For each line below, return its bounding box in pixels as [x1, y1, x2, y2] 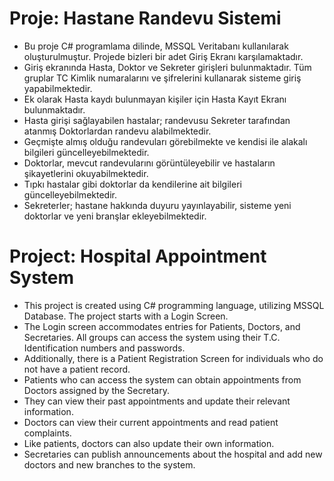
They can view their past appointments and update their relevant [23, 395, 291, 407]
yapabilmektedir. [23, 82, 93, 94]
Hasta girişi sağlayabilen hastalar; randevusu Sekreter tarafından [23, 114, 291, 126]
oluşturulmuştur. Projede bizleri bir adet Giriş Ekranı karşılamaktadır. [23, 50, 304, 62]
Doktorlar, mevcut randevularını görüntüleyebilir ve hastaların [23, 157, 276, 169]
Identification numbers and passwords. [23, 342, 186, 354]
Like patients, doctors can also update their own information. [23, 437, 275, 449]
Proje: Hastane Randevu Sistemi [9, 7, 282, 30]
